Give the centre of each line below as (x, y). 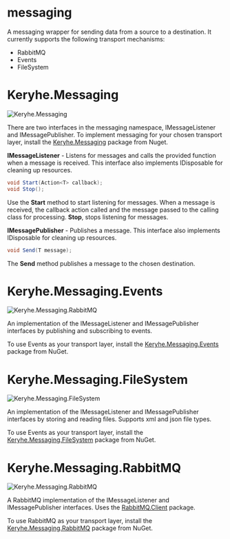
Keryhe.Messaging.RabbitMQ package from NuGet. (80, 528)
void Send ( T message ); (40, 250)
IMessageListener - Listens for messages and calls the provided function (112, 155)
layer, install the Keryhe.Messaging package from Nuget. (88, 142)
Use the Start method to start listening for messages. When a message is (111, 202)
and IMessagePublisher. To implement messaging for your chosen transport (115, 134)
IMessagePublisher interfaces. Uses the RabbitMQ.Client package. (101, 507)
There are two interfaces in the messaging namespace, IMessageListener (112, 127)
